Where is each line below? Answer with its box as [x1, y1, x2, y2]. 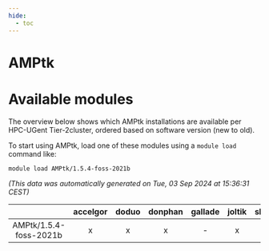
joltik [227, 205, 247, 217]
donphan [147, 205, 183, 217]
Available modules [8, 90, 134, 108]
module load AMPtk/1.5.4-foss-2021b [8, 165, 130, 173]
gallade [191, 205, 220, 217]
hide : [8, 11, 26, 20]
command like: [8, 149, 57, 158]
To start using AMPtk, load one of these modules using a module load [8, 141, 237, 150]
